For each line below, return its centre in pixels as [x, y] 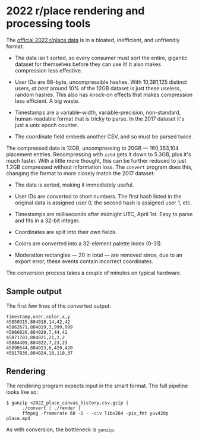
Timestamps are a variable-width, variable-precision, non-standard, [98, 112]
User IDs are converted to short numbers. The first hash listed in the [98, 196]
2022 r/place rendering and [75, 11]
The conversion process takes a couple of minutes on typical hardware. [94, 273]
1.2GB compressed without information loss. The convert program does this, [99, 167]
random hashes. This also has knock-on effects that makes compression [104, 94]
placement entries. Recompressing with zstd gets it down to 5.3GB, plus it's [99, 154]
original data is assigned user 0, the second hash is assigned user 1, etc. [103, 203]
